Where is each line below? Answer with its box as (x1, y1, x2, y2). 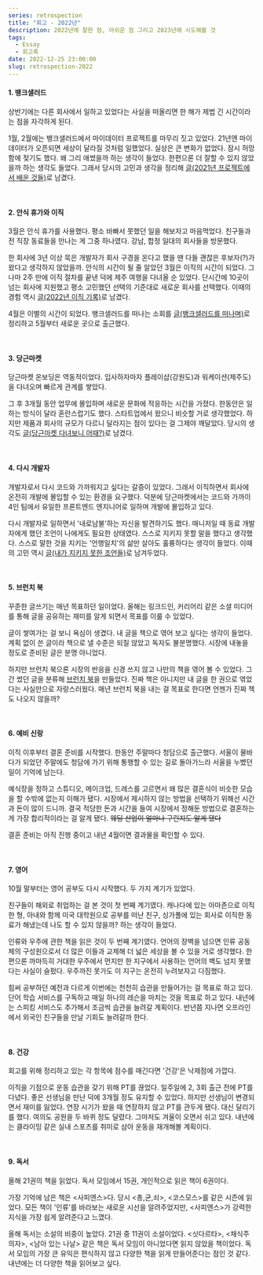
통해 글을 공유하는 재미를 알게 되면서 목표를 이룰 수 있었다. (16, 611, 195, 621)
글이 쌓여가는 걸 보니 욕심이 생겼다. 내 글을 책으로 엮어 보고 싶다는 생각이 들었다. (8, 628, 253, 637)
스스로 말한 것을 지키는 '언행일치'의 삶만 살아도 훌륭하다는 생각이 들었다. (18, 538, 238, 547)
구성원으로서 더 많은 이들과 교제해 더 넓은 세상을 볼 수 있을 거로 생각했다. (22, 946, 245, 956)
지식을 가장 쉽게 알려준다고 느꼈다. (8, 1212, 113, 1222)
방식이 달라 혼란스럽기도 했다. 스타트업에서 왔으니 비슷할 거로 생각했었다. (22, 409, 245, 418)
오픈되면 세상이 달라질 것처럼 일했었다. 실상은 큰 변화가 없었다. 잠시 (35, 143, 241, 152)
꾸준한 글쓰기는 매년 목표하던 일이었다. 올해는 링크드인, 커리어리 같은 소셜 (8, 601, 232, 611)
